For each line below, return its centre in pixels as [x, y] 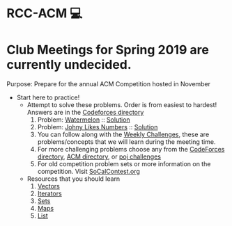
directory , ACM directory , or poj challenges [99, 156]
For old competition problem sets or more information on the [124, 164]
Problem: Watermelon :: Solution [84, 120]
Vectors [48, 186]
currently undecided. [69, 65]
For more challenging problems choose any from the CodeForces [131, 150]
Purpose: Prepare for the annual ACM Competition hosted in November [108, 84]
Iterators [49, 194]
